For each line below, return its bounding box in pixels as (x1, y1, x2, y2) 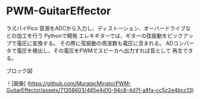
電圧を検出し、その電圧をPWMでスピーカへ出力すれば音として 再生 (16, 47, 183, 54)
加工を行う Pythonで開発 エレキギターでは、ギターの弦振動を (16, 32, 168, 39)
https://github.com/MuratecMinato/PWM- (29, 79, 131, 87)
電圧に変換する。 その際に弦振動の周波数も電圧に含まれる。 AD (16, 39, 174, 47)
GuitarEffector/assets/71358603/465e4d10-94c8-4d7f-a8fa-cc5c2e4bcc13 (6, 86, 192, 94)
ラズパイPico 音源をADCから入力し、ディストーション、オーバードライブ (6, 24, 186, 32)
